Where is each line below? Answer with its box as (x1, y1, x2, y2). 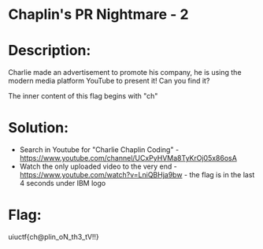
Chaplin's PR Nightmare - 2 (8, 6, 189, 24)
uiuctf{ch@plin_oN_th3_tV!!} (8, 232, 100, 241)
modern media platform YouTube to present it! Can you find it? (8, 76, 210, 86)
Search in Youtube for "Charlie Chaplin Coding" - (19, 145, 180, 154)
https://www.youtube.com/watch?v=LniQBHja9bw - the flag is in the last (19, 170, 255, 180)
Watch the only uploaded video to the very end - (19, 162, 177, 171)
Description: (8, 42, 91, 60)
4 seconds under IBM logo (19, 179, 106, 188)
